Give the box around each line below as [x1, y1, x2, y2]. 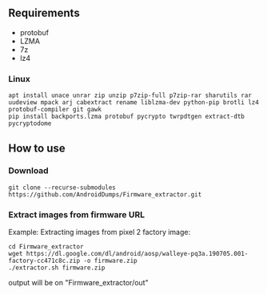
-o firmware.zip [83, 257, 137, 265]
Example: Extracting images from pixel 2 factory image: [8, 228, 190, 237]
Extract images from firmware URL [8, 208, 145, 220]
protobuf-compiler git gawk [8, 106, 102, 114]
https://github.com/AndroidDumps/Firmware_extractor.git [8, 190, 202, 199]
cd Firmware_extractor [8, 243, 84, 251]
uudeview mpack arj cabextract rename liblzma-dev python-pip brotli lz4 [8, 99, 260, 107]
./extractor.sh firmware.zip [8, 264, 106, 272]
